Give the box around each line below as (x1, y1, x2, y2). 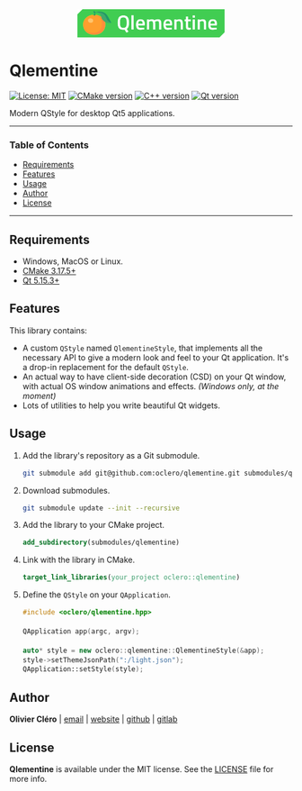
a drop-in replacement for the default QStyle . (22, 361, 189, 372)
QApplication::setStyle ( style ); (22, 665, 144, 674)
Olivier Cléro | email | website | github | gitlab (9, 714, 178, 724)
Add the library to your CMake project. (22, 520, 164, 531)
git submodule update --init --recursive (22, 504, 181, 513)
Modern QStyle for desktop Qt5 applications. (9, 107, 175, 118)
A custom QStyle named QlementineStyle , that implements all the (22, 342, 263, 353)
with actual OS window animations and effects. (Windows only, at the (22, 380, 280, 391)
